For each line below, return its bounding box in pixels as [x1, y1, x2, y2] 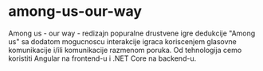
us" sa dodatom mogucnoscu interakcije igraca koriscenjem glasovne [8, 36, 237, 46]
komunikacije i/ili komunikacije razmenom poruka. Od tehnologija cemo [8, 45, 242, 54]
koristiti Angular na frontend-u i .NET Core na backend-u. [8, 54, 197, 63]
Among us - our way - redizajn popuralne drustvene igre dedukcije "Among [8, 28, 256, 38]
